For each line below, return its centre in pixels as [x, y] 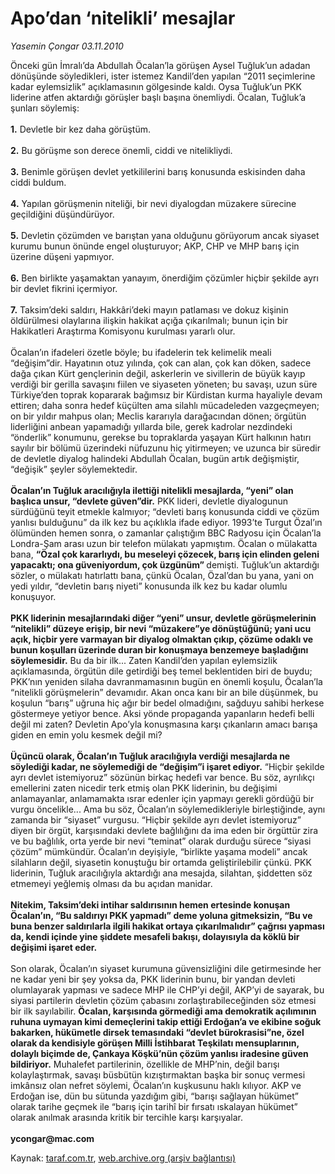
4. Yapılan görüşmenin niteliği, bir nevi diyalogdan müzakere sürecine [153, 203]
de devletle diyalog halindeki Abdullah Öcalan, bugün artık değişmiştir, [155, 458]
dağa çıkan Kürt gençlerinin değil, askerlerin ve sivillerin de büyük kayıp [158, 373]
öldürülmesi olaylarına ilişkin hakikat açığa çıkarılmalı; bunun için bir [149, 320]
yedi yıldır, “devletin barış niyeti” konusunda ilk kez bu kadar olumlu [149, 586]
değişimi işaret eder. [54, 947]
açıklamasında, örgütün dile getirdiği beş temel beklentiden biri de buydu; [161, 671]
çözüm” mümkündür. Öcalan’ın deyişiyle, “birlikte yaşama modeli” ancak [159, 851]
